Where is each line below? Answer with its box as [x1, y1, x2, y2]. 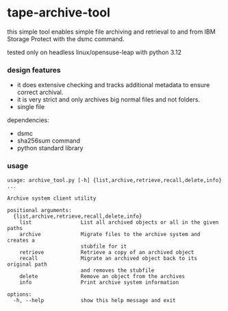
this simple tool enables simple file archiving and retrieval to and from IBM [7, 27, 216, 36]
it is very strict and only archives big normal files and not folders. [16, 95, 201, 104]
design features [7, 65, 61, 75]
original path [7, 261, 48, 268]
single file [16, 103, 45, 111]
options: [7, 290, 32, 298]
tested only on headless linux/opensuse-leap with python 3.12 [7, 48, 181, 56]
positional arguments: [7, 207, 72, 214]
